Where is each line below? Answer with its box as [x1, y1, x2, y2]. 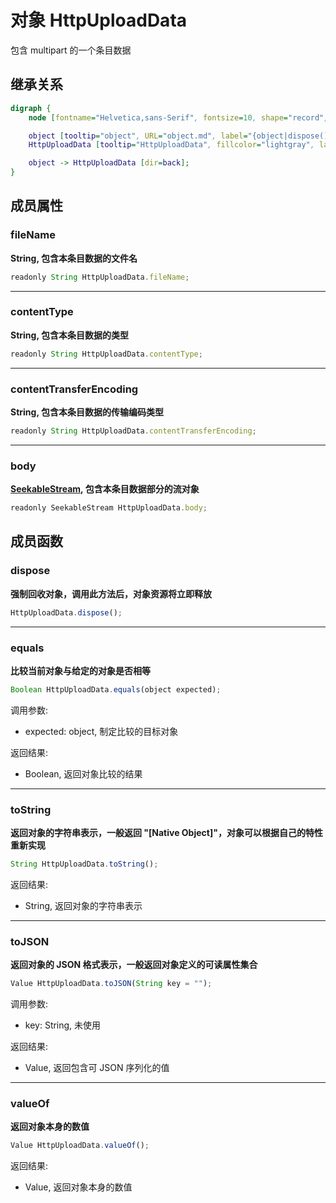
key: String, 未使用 [24, 1019, 102, 1031]
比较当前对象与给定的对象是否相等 [10, 664, 151, 676]
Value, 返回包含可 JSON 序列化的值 [24, 1062, 170, 1074]
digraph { [10, 103, 52, 113]
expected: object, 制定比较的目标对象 [24, 725, 179, 737]
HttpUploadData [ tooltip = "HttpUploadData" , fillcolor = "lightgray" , [28, 140, 315, 150]
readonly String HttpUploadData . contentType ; [10, 349, 203, 359]
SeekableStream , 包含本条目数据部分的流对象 [10, 483, 200, 495]
